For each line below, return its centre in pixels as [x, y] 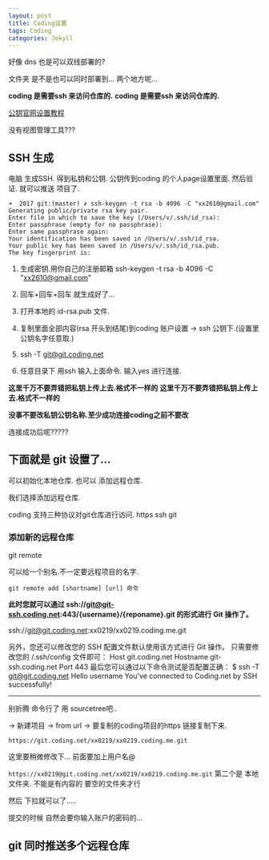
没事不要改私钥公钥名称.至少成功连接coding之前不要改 [98, 415]
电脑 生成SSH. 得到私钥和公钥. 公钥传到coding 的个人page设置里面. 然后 [127, 179]
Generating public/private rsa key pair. [78, 211]
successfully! [30, 684]
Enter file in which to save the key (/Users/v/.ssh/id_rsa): [114, 218]
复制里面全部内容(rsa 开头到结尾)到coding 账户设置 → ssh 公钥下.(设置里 [139, 329]
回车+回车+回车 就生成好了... [67, 294]
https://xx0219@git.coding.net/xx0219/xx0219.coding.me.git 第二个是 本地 [133, 773]
